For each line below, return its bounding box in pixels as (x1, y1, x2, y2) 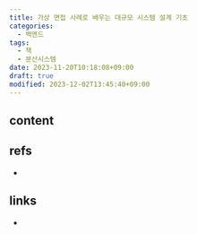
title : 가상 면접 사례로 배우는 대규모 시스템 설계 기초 (9, 13, 189, 22)
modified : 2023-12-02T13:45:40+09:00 (9, 80, 150, 89)
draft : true (9, 72, 54, 81)
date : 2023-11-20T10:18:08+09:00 (9, 64, 134, 73)
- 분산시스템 (17, 55, 56, 64)
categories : (9, 22, 54, 30)
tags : (9, 38, 30, 48)
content (9, 113, 55, 128)
